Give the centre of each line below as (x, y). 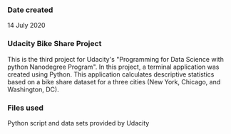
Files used (26, 108)
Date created (30, 10)
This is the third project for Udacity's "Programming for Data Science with (116, 59)
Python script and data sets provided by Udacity (78, 123)
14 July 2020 (26, 26)
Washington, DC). (33, 89)
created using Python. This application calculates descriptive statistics (111, 74)
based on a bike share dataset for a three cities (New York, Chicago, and (114, 82)
